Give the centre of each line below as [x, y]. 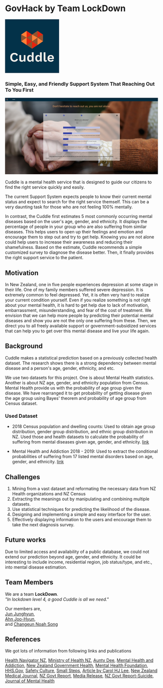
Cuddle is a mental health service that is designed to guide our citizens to [78, 182]
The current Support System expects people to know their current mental [78, 197]
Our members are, [23, 608]
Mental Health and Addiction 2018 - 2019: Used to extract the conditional [85, 451]
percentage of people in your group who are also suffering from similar [76, 227]
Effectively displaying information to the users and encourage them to [82, 519]
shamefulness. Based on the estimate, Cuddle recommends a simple [73, 247]
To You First [19, 90]
